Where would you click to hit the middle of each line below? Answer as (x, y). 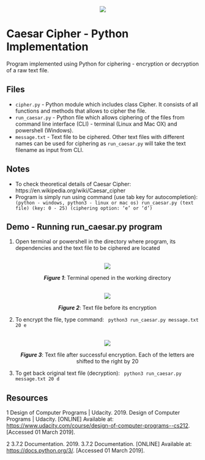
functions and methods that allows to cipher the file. (81, 111)
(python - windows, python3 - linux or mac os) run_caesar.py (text (104, 203)
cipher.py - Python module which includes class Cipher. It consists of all (106, 104)
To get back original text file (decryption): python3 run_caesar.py (98, 373)
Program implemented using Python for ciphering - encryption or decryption (102, 64)
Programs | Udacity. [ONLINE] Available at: (60, 419)
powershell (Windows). (44, 130)
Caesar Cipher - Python (68, 34)
